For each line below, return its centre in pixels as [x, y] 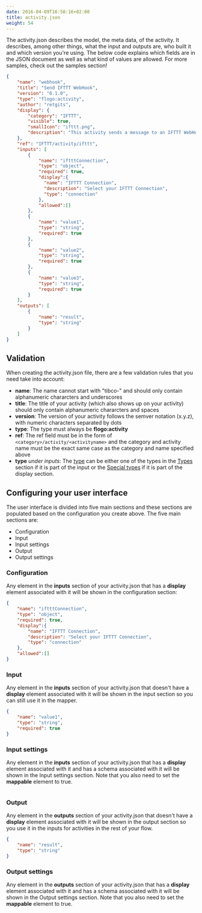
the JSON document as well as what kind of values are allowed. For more [97, 59]
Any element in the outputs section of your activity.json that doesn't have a [99, 816]
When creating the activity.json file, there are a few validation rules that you [100, 373]
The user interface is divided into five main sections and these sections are [99, 507]
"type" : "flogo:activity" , [51, 99]
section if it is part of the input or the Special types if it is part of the [99, 467]
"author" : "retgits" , [44, 105]
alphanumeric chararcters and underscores [69, 397]
